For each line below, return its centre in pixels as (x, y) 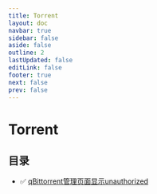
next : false (28, 82)
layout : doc (28, 23)
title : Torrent (33, 16)
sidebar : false (33, 38)
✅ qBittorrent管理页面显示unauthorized (84, 181)
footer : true (30, 75)
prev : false (28, 90)
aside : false (30, 46)
